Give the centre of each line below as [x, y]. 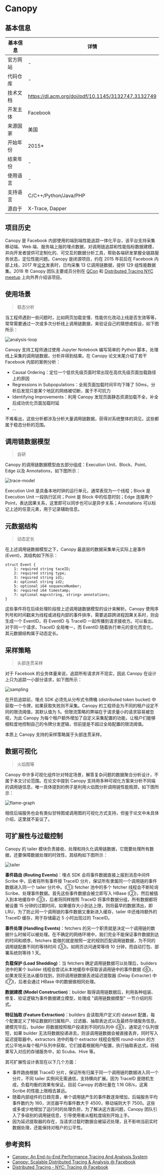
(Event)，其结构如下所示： [32, 555]
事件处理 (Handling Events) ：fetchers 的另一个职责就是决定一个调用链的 [78, 928]
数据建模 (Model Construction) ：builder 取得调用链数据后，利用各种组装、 [80, 992]
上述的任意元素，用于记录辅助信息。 [45, 509]
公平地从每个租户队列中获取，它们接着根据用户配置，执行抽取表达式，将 [82, 1045]
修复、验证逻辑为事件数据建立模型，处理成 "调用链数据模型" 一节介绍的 [77, 998]
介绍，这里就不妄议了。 [29, 819]
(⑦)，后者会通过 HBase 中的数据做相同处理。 [52, 981]
